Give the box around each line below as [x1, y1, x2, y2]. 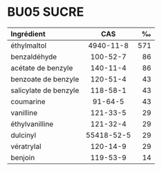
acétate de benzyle [10, 63, 73, 72]
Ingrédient [10, 29, 46, 39]
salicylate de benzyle [10, 85, 80, 95]
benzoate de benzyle [10, 74, 80, 83]
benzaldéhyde [10, 52, 57, 61]
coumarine [10, 97, 46, 106]
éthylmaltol [10, 41, 47, 50]
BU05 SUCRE [7, 4, 84, 20]
